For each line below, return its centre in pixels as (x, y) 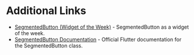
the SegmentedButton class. (49, 46)
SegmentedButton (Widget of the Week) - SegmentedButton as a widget (102, 27)
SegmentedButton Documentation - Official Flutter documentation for (98, 39)
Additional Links (46, 11)
